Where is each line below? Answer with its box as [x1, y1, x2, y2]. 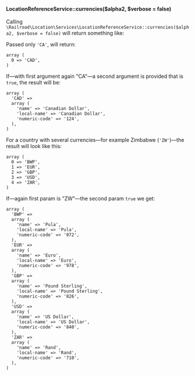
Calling [6, 18, 23, 25]
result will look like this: [6, 143, 62, 150]
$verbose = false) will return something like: [16, 30, 124, 37]
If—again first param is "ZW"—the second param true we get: [6, 195, 155, 202]
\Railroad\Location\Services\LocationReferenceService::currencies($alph [6, 25, 190, 30]
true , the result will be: [6, 79, 61, 86]
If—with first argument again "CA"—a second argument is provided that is [6, 73, 184, 80]
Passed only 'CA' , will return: [6, 41, 76, 48]
